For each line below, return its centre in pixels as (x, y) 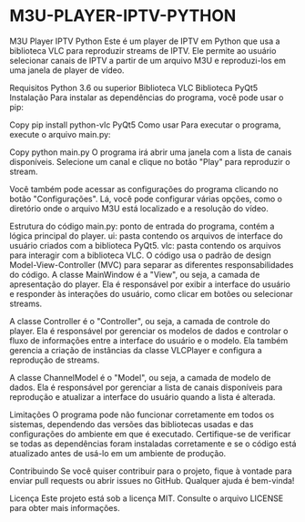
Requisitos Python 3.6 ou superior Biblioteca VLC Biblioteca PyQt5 (134, 87)
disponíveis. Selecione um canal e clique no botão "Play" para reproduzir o (150, 161)
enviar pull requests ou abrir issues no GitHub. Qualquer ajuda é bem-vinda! (152, 480)
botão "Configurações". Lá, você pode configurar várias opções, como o (146, 199)
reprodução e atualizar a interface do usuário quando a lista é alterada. (142, 396)
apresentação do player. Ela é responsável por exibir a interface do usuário (150, 284)
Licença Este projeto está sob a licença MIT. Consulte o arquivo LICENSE (147, 498)
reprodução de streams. (55, 360)
